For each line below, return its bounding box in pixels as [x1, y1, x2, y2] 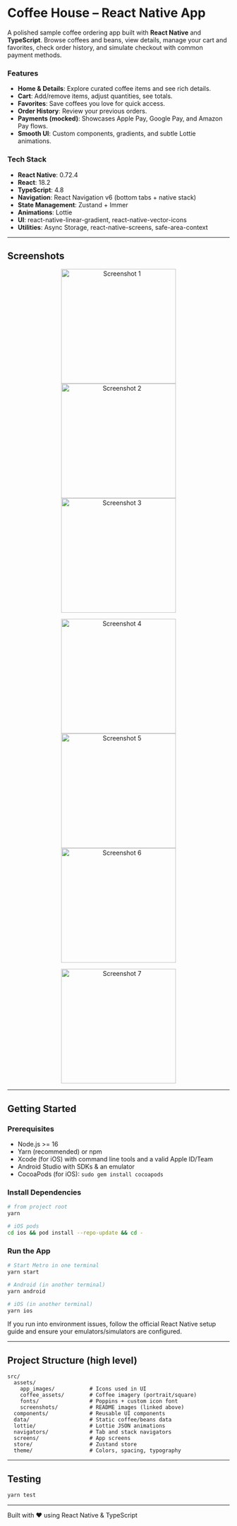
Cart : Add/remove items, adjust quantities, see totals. [17, 92, 173, 100]
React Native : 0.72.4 [17, 171, 79, 179]
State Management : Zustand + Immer [17, 200, 128, 209]
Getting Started [7, 1102, 77, 1115]
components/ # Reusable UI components [13, 1410, 166, 1417]
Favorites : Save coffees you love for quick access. [17, 99, 166, 108]
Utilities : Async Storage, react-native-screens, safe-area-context [17, 223, 208, 231]
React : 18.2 [17, 178, 51, 186]
